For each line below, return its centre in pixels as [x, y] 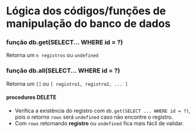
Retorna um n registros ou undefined [52, 55]
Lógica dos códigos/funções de [86, 11]
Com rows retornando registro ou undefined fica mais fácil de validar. [99, 123]
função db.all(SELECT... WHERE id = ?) [63, 71]
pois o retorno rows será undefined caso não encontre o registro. [94, 117]
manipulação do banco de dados [88, 24]
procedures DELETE [31, 97]
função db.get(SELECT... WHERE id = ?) [65, 42]
